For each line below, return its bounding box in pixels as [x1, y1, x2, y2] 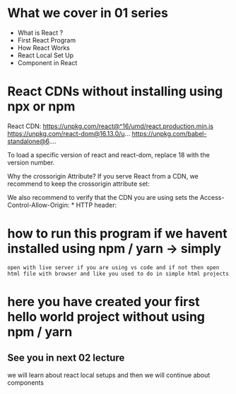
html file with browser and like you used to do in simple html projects [7, 270, 230, 277]
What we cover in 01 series [7, 5, 168, 21]
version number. [7, 158, 55, 167]
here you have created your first [7, 294, 200, 310]
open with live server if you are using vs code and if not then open [7, 264, 220, 271]
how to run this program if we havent [7, 225, 228, 242]
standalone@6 [7, 137, 49, 145]
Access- [199, 193, 225, 201]
